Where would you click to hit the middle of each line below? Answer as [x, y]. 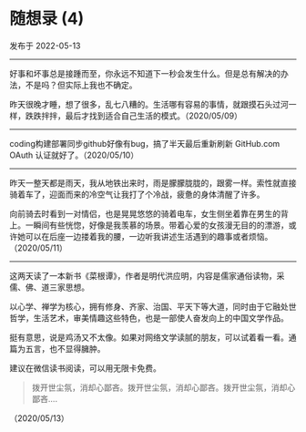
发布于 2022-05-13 [45, 46]
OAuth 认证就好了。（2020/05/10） [74, 155]
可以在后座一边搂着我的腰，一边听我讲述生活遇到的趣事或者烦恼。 [149, 236]
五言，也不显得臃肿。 [65, 348]
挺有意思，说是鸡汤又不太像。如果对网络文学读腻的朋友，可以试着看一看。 [149, 337]
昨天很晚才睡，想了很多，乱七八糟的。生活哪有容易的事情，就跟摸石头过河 [149, 104]
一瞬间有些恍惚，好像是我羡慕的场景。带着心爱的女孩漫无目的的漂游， [157, 225]
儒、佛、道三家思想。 [49, 287]
